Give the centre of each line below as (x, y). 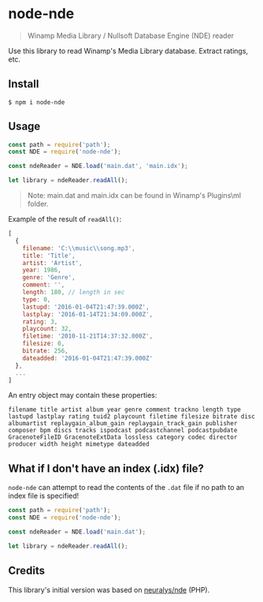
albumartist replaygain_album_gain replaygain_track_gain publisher (123, 424)
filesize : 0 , (44, 344)
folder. (38, 204)
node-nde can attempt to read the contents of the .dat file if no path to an (126, 488)
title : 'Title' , (49, 256)
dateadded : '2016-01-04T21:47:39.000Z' (88, 358)
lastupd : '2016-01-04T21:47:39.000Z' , (86, 307)
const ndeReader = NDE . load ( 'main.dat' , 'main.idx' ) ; (98, 166)
